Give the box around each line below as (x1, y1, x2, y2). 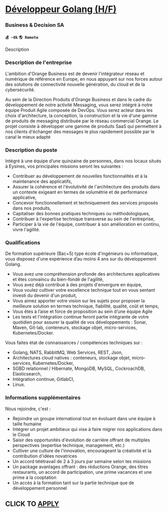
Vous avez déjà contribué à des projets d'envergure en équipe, (12, 282, 142, 288)
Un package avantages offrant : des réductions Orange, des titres (12, 464, 148, 470)
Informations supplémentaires (5, 394, 81, 401)
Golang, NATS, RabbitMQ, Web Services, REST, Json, (12, 349, 123, 356)
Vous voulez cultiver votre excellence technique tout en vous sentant (12, 287, 155, 293)
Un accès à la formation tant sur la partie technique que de (12, 480, 134, 486)
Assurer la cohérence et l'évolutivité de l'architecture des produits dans (12, 183, 160, 189)
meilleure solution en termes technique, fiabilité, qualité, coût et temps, (12, 303, 159, 309)
